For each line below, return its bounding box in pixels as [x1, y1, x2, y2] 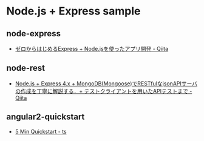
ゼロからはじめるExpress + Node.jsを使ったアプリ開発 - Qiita [15, 45, 169, 52]
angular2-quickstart [6, 112, 85, 122]
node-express [6, 28, 61, 39]
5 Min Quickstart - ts [15, 128, 67, 135]
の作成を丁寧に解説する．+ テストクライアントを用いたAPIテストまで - [15, 87, 192, 94]
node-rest [6, 63, 46, 73]
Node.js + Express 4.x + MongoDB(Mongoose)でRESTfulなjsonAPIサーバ [15, 80, 198, 87]
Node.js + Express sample [6, 4, 141, 18]
